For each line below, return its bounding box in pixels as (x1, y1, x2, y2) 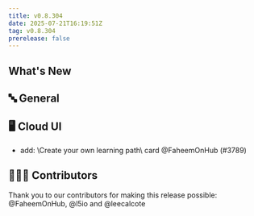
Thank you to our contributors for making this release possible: (8, 190, 218, 200)
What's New (8, 64, 72, 77)
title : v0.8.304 (8, 11, 63, 20)
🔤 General (8, 92, 60, 106)
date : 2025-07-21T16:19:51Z (8, 19, 103, 27)
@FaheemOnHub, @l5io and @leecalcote (8, 198, 146, 208)
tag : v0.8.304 (8, 27, 56, 35)
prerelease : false (8, 34, 70, 43)
